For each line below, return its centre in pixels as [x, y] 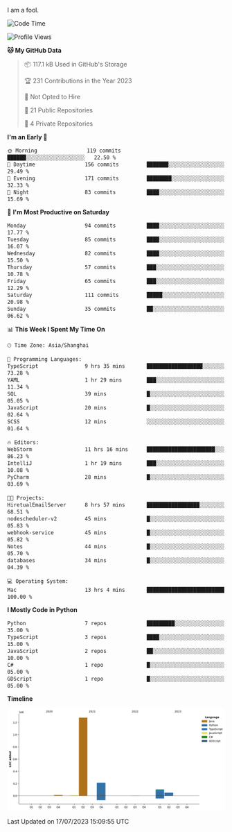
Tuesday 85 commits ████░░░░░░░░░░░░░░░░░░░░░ [116, 239]
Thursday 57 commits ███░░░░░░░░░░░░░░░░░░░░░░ [116, 267]
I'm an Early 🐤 [27, 137]
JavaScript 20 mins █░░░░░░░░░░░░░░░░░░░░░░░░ [116, 408]
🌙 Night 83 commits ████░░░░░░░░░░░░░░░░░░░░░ [116, 192]
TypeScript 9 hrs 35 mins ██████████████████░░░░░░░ [116, 366]
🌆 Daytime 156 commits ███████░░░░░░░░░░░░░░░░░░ [116, 164]
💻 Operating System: [38, 581]
